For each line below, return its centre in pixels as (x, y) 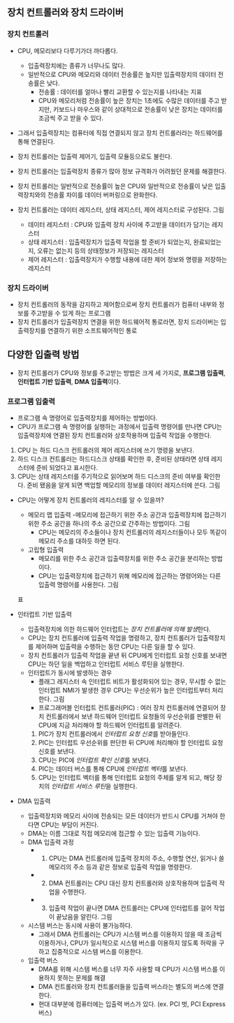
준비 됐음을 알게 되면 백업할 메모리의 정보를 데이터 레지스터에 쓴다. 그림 (124, 485)
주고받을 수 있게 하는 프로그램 (71, 313)
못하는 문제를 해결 (81, 978)
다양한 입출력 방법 (43, 355)
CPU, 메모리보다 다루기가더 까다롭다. (68, 50)
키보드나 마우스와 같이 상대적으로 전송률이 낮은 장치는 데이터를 (138, 109)
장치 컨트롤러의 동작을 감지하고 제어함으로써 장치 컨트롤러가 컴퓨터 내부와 (117, 304)
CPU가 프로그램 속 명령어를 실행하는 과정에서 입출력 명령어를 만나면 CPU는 (119, 427)
